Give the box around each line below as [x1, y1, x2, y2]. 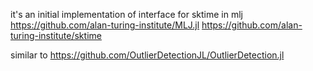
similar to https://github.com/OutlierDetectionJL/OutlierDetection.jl [10, 49, 285, 61]
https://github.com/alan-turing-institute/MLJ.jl [10, 19, 200, 31]
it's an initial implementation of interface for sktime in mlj [10, 9, 243, 20]
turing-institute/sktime [10, 30, 102, 41]
